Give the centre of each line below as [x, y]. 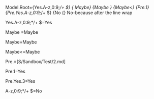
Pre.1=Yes [15, 71]
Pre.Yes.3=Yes [20, 81]
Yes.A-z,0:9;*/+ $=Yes [29, 22]
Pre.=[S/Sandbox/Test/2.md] [36, 62]
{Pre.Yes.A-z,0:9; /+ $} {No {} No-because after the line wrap [69, 13]
